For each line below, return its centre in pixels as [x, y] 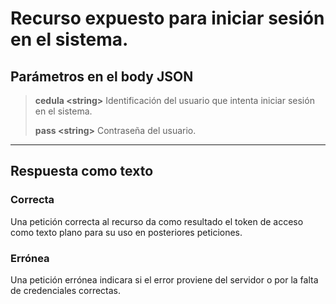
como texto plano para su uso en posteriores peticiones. [126, 232]
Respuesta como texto [82, 171]
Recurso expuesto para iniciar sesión [167, 18]
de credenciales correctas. [66, 290]
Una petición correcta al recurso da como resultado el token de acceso [157, 221]
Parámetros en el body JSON [102, 76]
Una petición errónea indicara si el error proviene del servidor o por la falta [164, 279]
